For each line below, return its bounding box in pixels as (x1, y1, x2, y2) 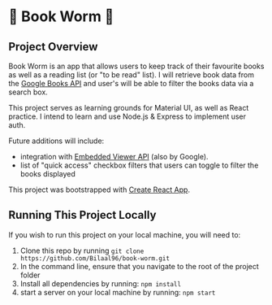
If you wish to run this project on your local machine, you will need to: (8, 229, 241, 239)
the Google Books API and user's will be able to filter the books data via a (8, 79, 254, 88)
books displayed (19, 169, 76, 178)
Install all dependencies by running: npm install (19, 278, 181, 288)
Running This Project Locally (8, 208, 157, 222)
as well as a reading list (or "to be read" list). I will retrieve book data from (8, 70, 254, 80)
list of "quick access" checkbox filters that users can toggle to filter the (19, 160, 259, 170)
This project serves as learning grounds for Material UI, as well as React (8, 103, 249, 112)
